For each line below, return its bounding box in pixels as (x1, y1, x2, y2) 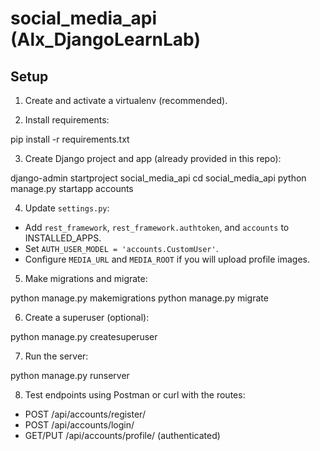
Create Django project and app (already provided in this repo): (24, 153, 282, 164)
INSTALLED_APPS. (24, 232, 102, 244)
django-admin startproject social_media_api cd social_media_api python (10, 172, 307, 184)
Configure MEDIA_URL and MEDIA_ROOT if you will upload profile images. (24, 253, 311, 265)
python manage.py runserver (10, 370, 130, 381)
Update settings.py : (24, 202, 110, 214)
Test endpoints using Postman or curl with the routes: (24, 389, 246, 401)
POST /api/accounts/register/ (24, 408, 146, 420)
